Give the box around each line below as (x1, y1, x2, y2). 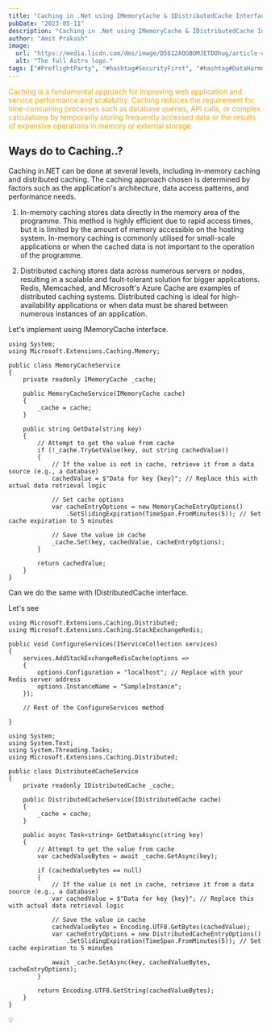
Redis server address (8, 675, 81, 684)
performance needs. (8, 191, 77, 201)
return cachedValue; (37, 559, 106, 567)
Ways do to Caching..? (8, 145, 123, 158)
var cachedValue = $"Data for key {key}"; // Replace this (51, 894, 254, 903)
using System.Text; (8, 739, 74, 747)
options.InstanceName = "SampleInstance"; (37, 682, 182, 691)
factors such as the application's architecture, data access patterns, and (8, 183, 249, 192)
